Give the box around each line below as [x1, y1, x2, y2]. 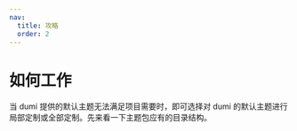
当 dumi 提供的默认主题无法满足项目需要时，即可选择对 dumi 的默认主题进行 [9, 101, 288, 112]
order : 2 [17, 29, 50, 38]
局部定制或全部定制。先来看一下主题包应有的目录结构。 [9, 112, 212, 123]
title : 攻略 [17, 21, 60, 30]
